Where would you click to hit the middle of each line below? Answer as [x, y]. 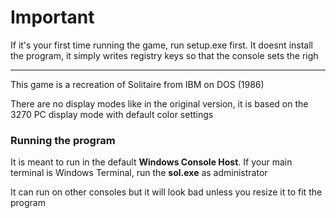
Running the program [63, 140]
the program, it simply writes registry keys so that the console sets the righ [164, 55]
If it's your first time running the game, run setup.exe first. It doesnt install [161, 45]
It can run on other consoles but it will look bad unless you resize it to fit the [166, 192]
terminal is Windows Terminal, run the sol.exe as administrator [139, 173]
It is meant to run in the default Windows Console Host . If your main [151, 162]
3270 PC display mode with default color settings [112, 114]
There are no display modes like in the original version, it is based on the [159, 103]
